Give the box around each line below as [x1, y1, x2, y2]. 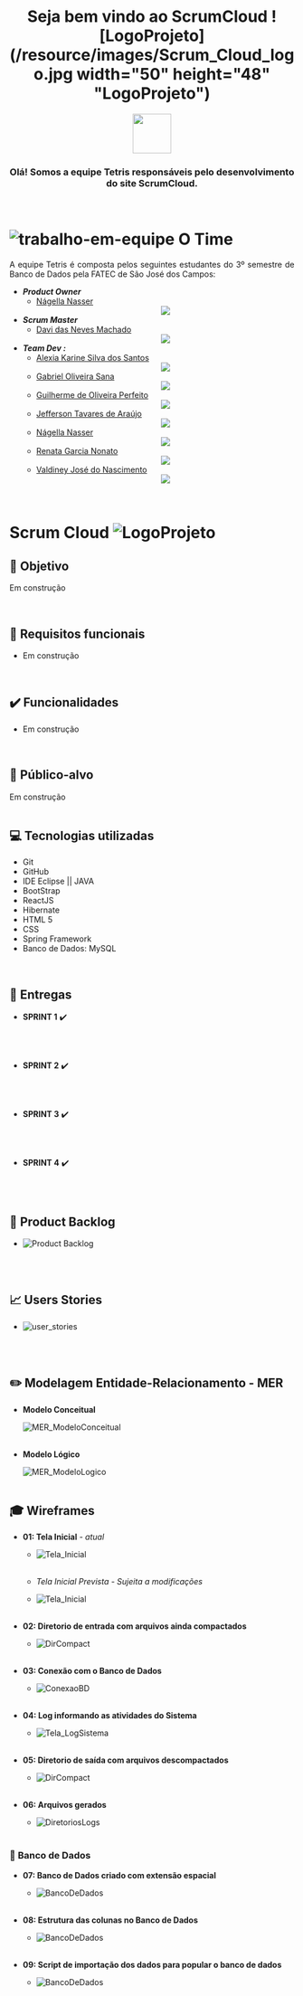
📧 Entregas [9, 987, 72, 1002]
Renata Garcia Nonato [35, 446, 118, 457]
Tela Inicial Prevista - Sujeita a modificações [35, 1576, 204, 1587]
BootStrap [22, 885, 61, 896]
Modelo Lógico [22, 1449, 80, 1460]
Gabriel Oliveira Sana [35, 371, 115, 382]
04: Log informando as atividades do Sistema [22, 1710, 197, 1721]
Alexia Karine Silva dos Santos [35, 353, 149, 364]
